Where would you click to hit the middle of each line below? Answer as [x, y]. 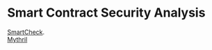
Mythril [17, 39]
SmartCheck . [26, 32]
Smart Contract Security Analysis [106, 13]
